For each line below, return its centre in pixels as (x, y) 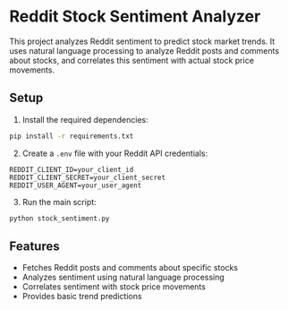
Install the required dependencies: (85, 119)
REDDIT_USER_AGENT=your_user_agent (76, 185)
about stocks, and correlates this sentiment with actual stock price (132, 60)
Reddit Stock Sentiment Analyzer (135, 17)
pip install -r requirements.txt (72, 136)
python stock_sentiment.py (59, 218)
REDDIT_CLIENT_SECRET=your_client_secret (88, 177)
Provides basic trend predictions (82, 297)
